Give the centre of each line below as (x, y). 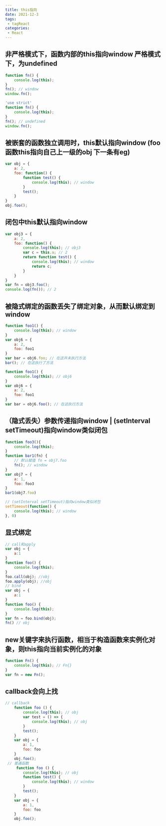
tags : (11, 19)
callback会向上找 (32, 691)
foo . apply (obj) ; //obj (28, 581)
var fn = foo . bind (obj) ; (31, 618)
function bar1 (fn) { (27, 456)
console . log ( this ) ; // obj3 (52, 248)
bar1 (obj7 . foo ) (21, 493)
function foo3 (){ (23, 442)
